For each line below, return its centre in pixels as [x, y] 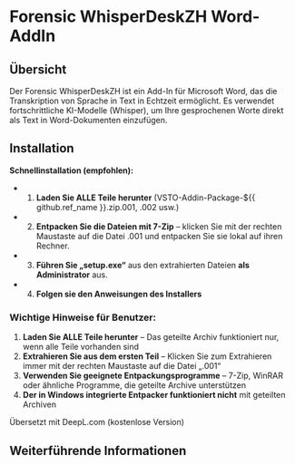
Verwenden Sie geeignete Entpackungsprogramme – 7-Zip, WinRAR [153, 376]
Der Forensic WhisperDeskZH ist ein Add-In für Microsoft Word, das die [143, 91]
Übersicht [38, 69]
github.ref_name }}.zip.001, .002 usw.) [108, 207]
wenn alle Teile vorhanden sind [80, 347]
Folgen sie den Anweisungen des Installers [119, 294]
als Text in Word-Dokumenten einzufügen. [88, 120]
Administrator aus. [72, 275]
